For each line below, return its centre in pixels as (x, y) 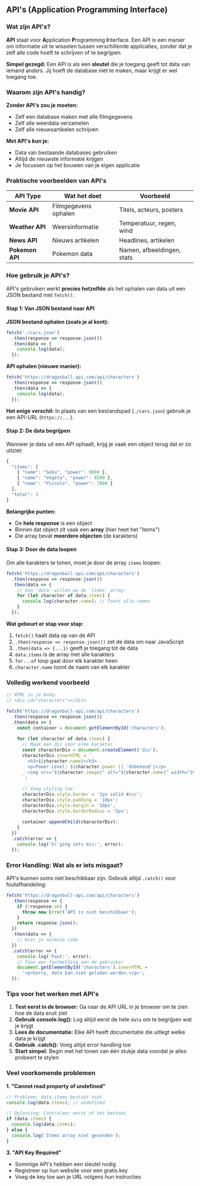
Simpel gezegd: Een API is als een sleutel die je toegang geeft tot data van (98, 64)
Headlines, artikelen (147, 240)
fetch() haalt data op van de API (55, 635)
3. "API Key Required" (34, 1152)
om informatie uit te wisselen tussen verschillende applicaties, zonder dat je (99, 46)
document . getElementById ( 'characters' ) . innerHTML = (82, 968)
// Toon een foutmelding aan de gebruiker (70, 962)
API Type (28, 196)
